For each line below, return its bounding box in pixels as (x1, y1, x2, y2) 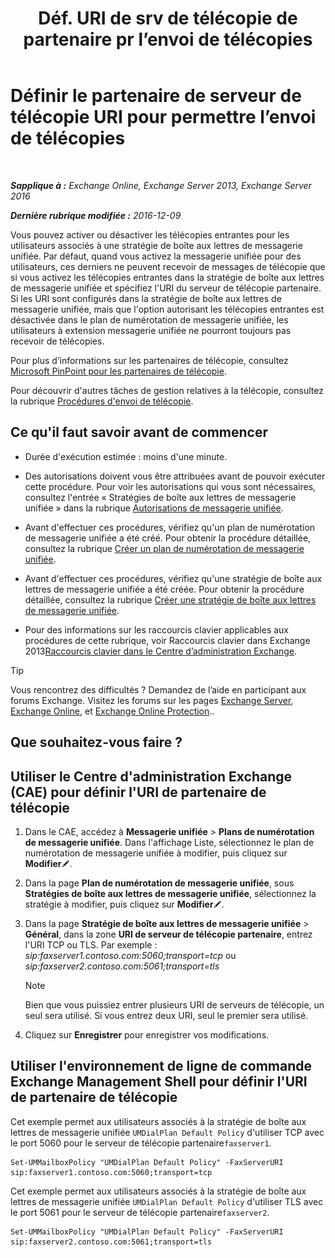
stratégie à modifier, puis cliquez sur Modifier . (24, 898, 225, 910)
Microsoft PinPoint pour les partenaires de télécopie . (10, 365, 227, 377)
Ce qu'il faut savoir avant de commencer (10, 424, 269, 441)
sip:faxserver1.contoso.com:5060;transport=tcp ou (24, 949, 237, 961)
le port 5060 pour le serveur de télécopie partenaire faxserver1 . (10, 1137, 272, 1149)
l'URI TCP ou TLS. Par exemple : (24, 938, 158, 951)
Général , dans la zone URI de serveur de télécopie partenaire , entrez (24, 928, 313, 940)
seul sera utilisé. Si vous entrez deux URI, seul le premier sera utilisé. (24, 1009, 309, 1021)
